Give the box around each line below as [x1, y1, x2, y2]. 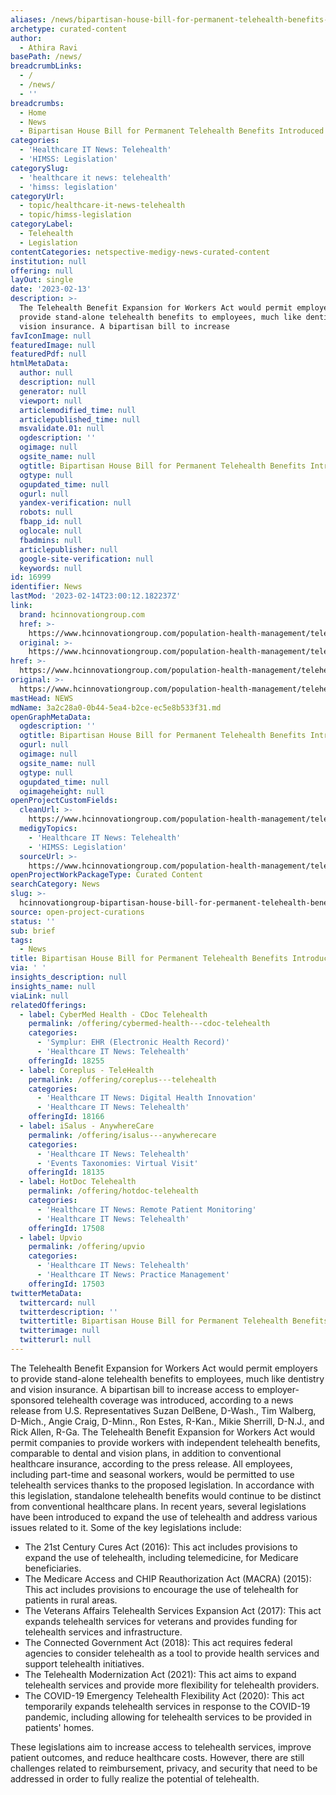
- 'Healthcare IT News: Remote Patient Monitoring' [36, 1204, 257, 1215]
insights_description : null [10, 972, 128, 982]
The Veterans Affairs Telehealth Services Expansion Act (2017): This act [24, 1604, 322, 1616]
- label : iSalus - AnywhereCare [19, 1121, 155, 1131]
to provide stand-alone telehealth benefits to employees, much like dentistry [10, 1372, 325, 1385]
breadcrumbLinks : [10, 61, 83, 71]
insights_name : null [10, 981, 97, 991]
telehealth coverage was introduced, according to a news [56, 1394, 294, 1406]
